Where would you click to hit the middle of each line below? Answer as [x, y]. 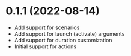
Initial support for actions [45, 46]
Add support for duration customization [63, 40]
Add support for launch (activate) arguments [69, 33]
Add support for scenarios [47, 27]
